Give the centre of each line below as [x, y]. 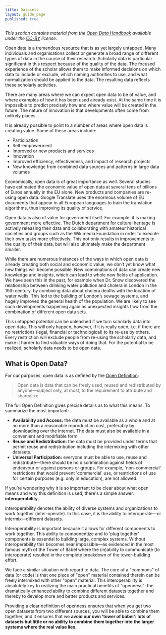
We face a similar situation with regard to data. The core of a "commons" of [82, 570]
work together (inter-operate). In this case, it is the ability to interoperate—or [83, 514]
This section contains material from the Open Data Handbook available [78, 33]
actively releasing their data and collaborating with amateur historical [76, 228]
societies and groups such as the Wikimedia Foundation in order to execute [82, 234]
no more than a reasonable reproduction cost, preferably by [73, 426]
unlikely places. [21, 116]
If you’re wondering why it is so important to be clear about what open [77, 488]
